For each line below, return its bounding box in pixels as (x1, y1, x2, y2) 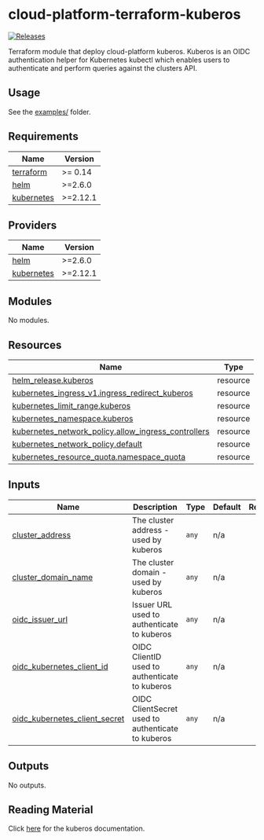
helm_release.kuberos (12, 375, 94, 386)
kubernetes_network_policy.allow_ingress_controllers (12, 426, 210, 437)
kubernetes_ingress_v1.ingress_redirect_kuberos (12, 387, 194, 398)
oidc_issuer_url (12, 614, 68, 625)
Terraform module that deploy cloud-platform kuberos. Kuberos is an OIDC (8, 46, 251, 56)
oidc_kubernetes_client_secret (12, 713, 125, 724)
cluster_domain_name (12, 571, 93, 582)
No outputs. (8, 780, 46, 790)
